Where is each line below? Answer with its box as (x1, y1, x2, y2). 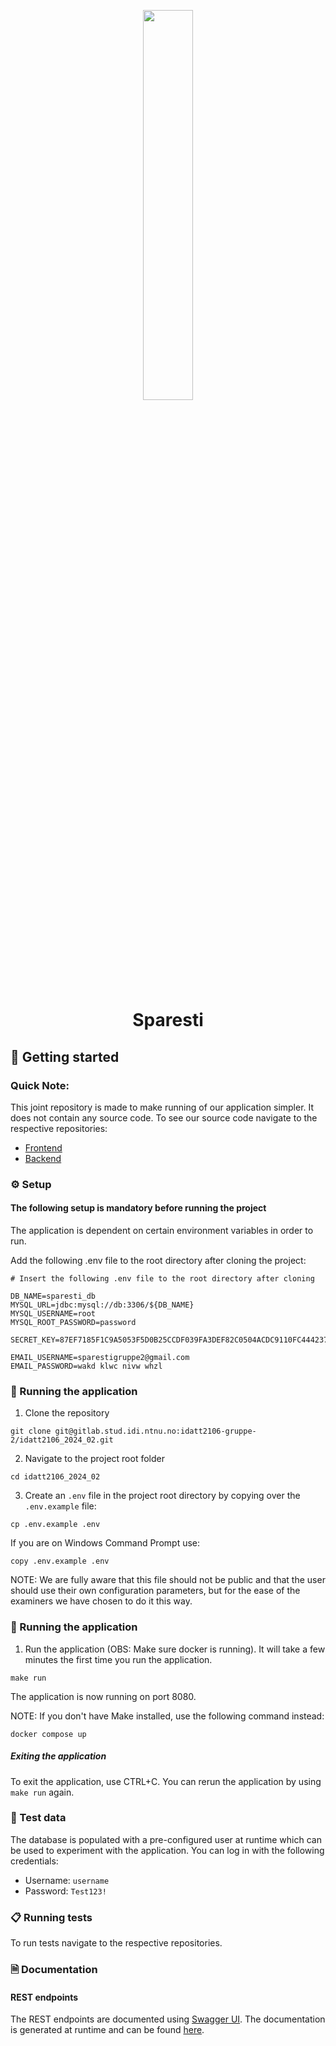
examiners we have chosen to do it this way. (10, 1595, 193, 1607)
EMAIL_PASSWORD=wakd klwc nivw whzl (10, 1361, 163, 1371)
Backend (24, 1152, 62, 1164)
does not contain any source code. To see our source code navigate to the (10, 1111, 318, 1124)
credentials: (10, 1855, 59, 1867)
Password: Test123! (24, 1885, 107, 1897)
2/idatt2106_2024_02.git (10, 1435, 114, 1445)
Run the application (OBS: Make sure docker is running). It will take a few (24, 1643, 326, 1655)
